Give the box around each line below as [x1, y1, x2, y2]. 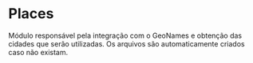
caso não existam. [8, 47, 69, 57]
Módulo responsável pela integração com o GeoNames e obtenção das [8, 31, 242, 40]
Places [8, 5, 54, 23]
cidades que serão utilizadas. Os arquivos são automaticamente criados [8, 39, 245, 48]
